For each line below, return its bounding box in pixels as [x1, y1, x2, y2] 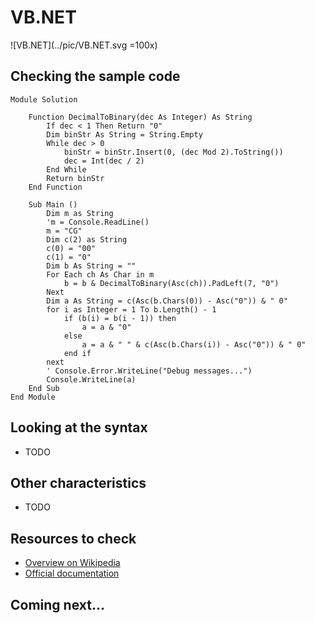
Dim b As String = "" [46, 261, 137, 271]
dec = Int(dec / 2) [63, 156, 145, 166]
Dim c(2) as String [46, 234, 128, 245]
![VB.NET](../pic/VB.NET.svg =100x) [10, 39, 158, 51]
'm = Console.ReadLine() [46, 217, 150, 227]
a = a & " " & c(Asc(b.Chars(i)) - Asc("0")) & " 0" [81, 339, 307, 350]
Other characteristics [10, 474, 147, 491]
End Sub [28, 383, 60, 393]
